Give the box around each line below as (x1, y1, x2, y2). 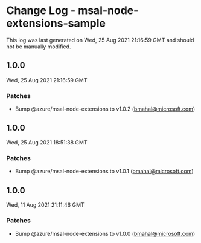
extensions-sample (6, 16, 106, 30)
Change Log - (6, 4, 76, 18)
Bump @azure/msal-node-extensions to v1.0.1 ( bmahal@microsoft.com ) (14, 167, 194, 175)
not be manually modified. (6, 43, 71, 50)
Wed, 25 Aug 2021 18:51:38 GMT (6, 138, 88, 146)
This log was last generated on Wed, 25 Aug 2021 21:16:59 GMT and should (6, 36, 194, 44)
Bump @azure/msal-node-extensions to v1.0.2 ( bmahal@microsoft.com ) (14, 105, 196, 112)
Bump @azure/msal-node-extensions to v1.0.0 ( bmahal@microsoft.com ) (14, 230, 195, 238)
